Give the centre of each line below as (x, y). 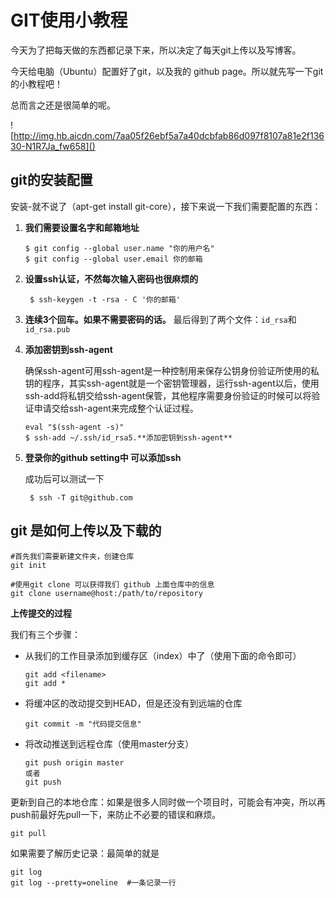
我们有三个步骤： (45, 634)
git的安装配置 (51, 180)
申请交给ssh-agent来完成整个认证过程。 (116, 408)
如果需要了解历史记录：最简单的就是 (85, 853)
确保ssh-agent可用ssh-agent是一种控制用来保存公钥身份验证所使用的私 (172, 370)
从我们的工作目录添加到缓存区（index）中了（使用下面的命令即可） (163, 655)
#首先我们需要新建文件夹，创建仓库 (72, 556)
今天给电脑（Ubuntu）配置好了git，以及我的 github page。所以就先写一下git (167, 71)
